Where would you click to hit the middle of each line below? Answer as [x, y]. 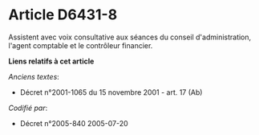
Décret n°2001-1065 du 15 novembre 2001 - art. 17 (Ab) [111, 92]
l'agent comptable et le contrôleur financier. [81, 45]
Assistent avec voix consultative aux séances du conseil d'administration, [130, 37]
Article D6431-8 [63, 15]
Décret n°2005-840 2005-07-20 [74, 123]
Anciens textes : [34, 76]
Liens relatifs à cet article [51, 61]
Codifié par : [28, 108]
